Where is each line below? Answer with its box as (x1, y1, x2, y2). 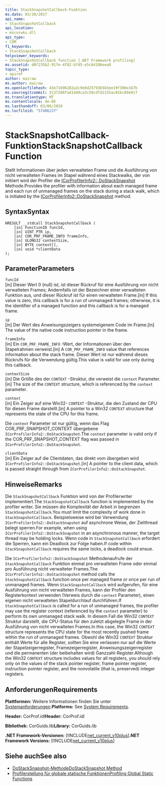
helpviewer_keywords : (5, 53, 50, 58)
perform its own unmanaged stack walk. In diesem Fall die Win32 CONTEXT (5, 613, 154, 619)
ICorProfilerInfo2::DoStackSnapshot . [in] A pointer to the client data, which (5, 461, 158, 467)
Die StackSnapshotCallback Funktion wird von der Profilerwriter (5, 493, 133, 499)
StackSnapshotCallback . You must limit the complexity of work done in (5, 509, 145, 515)
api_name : (5, 16, 26, 21)
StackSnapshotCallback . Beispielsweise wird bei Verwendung (5, 515, 129, 521)
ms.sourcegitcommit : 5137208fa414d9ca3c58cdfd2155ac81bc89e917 (5, 90, 138, 95)
